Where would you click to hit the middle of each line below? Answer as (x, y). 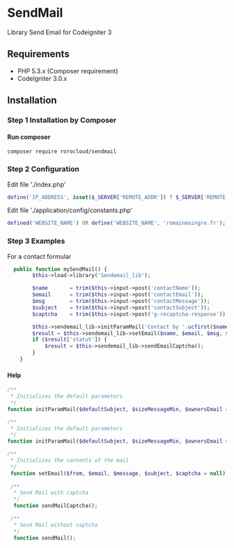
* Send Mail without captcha (56, 525)
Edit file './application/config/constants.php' (70, 210)
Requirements (38, 54)
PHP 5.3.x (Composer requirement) (68, 71)
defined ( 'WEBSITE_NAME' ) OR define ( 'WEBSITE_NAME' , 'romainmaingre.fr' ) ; (117, 223)
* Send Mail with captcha (51, 493)
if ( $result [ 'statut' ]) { (70, 340)
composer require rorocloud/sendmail (62, 151)
